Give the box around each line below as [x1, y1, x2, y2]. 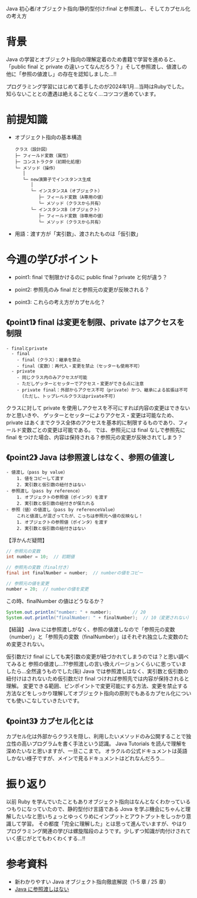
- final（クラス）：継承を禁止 [16, 357, 81, 363]
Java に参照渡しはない [14, 886, 69, 893]
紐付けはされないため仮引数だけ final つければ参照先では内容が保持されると [6, 675, 189, 682]
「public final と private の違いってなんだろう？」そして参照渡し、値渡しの [6, 63, 187, 70]
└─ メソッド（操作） [14, 165, 58, 171]
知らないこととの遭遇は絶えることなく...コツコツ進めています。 [6, 90, 159, 97]
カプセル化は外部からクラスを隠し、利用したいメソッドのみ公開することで [6, 733, 186, 740]
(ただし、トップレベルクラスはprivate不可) [21, 393, 116, 399]
